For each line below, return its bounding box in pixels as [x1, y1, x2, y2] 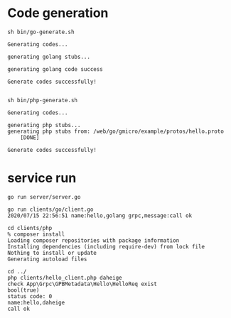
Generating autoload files [7, 256, 87, 263]
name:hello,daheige [7, 299, 65, 306]
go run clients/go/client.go [7, 206, 94, 213]
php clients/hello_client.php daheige [7, 274, 122, 281]
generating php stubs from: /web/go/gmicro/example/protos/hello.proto [7, 128, 224, 135]
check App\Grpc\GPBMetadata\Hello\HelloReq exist [7, 280, 158, 287]
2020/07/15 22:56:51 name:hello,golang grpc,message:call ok [7, 212, 193, 219]
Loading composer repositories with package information [7, 236, 180, 244]
